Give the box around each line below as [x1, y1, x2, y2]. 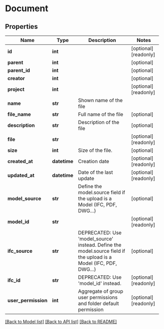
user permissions [78, 294, 118, 301]
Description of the [78, 119, 120, 125]
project [7, 86, 25, 93]
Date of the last [78, 169, 113, 176]
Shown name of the [78, 97, 123, 103]
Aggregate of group [78, 288, 123, 294]
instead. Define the [78, 242, 122, 248]
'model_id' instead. [78, 280, 122, 287]
